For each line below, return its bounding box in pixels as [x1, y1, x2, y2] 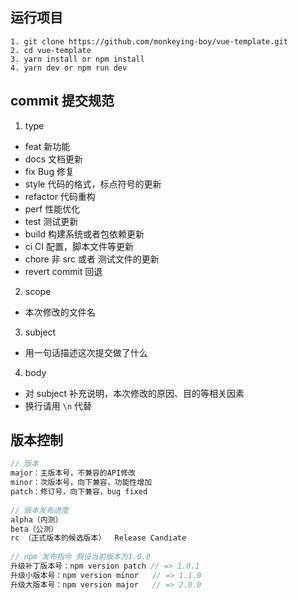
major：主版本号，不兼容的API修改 [10, 468, 136, 478]
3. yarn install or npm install [10, 54, 145, 64]
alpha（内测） [10, 514, 63, 525]
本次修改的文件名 [24, 306, 96, 318]
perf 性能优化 [24, 203, 81, 215]
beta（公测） [10, 524, 59, 534]
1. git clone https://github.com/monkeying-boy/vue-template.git [10, 36, 288, 47]
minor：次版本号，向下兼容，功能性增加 [10, 478, 153, 488]
